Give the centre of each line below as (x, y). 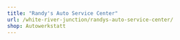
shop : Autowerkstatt (37, 26)
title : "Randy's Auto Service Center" (63, 13)
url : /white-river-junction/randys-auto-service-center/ (90, 20)
